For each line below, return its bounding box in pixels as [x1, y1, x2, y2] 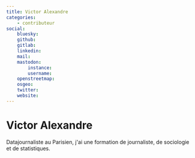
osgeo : [17, 82, 34, 88]
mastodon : [17, 59, 42, 65]
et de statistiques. [6, 145, 51, 152]
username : [28, 70, 52, 76]
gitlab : [17, 43, 36, 49]
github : [17, 37, 36, 43]
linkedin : [17, 48, 42, 54]
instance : [28, 64, 52, 71]
